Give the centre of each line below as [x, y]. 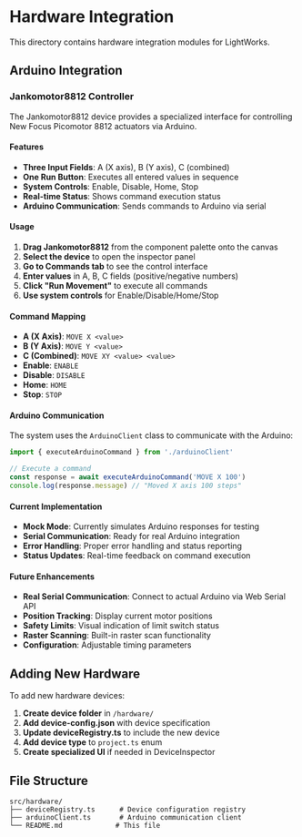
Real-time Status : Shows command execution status [121, 196]
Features [26, 147]
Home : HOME [45, 385]
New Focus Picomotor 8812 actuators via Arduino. [103, 126]
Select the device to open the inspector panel [109, 257]
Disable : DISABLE [54, 375]
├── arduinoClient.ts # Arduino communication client [126, 817]
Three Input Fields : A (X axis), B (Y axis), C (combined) [126, 167]
